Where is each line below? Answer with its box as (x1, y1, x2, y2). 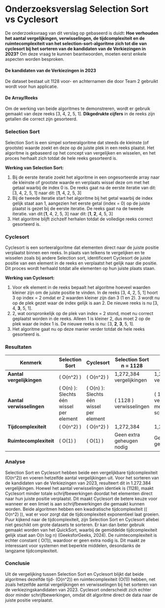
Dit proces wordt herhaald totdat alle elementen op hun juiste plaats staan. (5, 265, 156, 271)
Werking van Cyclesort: (5, 275, 55, 281)
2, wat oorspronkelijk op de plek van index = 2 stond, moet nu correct (12, 310, 154, 316)
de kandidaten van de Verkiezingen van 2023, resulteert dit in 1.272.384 (5, 480, 151, 486)
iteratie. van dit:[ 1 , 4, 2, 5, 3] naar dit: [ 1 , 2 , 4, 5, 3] (12, 211, 113, 216)
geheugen (114, 438, 138, 445)
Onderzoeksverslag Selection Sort (5, 3, 149, 15)
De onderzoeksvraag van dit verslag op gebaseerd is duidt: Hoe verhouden (5, 30, 159, 36)
